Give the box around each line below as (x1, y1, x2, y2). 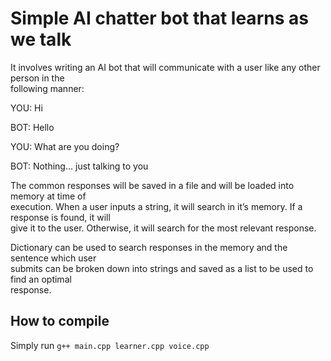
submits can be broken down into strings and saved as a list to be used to (10, 262, 314, 274)
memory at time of (10, 190, 87, 202)
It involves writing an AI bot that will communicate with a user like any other (10, 61, 321, 73)
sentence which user (10, 252, 97, 264)
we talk (10, 28, 72, 51)
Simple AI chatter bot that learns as (10, 7, 309, 30)
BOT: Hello (10, 121, 55, 133)
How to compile (10, 313, 110, 330)
